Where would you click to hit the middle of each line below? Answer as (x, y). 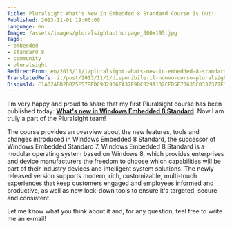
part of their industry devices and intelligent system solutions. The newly (110, 169)
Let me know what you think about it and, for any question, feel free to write (115, 211)
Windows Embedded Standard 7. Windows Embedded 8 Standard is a (106, 146)
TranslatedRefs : (30, 78)
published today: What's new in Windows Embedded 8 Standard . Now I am (116, 111)
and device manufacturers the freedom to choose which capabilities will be (114, 161)
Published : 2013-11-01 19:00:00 (54, 20)
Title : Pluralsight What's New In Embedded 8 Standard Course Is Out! (111, 13)
